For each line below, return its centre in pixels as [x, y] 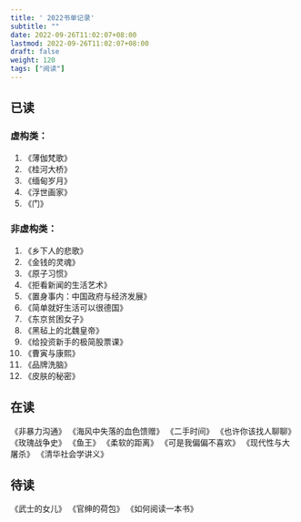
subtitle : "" [35, 26]
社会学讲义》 [84, 454]
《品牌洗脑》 [47, 364]
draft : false [35, 52]
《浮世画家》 [47, 191]
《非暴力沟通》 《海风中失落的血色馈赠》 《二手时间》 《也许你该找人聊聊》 [153, 431]
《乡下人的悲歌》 [55, 251]
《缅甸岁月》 [47, 180]
